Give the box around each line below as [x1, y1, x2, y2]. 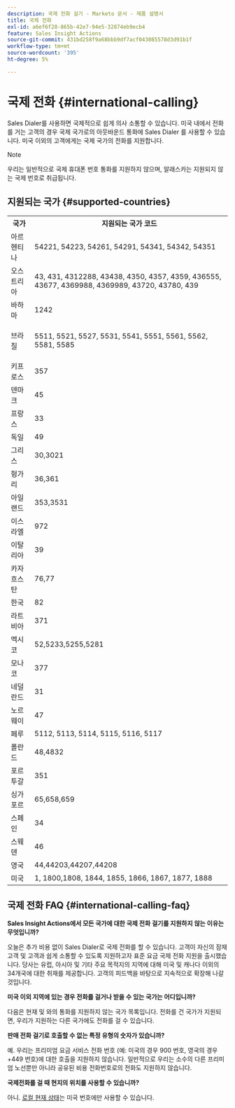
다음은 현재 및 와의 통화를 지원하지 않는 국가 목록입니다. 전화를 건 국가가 [7, 1008, 203, 1016]
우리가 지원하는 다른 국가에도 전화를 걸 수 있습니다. [16, 1016, 155, 1025]
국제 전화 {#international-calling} [7, 94, 199, 110]
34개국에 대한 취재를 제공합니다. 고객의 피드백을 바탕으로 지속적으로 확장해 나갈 [7, 969, 225, 978]
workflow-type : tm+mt [7, 43, 71, 50]
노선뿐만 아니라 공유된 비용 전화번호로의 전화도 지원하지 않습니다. [14, 1064, 192, 1072]
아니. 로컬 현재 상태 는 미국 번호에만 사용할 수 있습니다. [7, 1093, 155, 1102]
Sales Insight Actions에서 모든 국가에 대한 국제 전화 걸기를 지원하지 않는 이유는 [7, 919, 225, 928]
